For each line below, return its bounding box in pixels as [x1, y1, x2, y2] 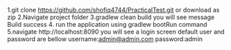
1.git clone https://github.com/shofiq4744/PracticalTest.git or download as [7, 6, 220, 14]
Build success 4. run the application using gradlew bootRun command [7, 21, 207, 28]
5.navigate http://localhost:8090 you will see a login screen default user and [7, 27, 225, 36]
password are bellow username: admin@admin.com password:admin [7, 35, 203, 43]
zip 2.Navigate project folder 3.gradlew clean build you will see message [7, 13, 215, 21]
